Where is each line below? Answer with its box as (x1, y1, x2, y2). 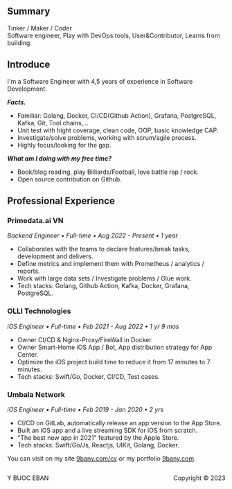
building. (7, 38, 33, 47)
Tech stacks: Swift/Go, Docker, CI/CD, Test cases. (17, 372, 161, 380)
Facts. (7, 98, 26, 106)
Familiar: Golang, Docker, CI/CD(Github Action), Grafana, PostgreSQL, (17, 111, 217, 120)
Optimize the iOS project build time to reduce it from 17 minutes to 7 (17, 357, 211, 366)
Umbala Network (7, 389, 66, 399)
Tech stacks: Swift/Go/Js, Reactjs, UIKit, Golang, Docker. (17, 441, 180, 449)
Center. (17, 350, 39, 359)
